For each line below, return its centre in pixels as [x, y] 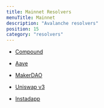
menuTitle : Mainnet [31, 18]
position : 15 [23, 29]
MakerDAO [28, 75]
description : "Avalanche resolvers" [52, 23]
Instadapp [28, 99]
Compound [29, 52]
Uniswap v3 [30, 87]
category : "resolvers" [35, 35]
